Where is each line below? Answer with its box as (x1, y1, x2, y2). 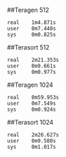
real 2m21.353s (7, 56, 59, 63)
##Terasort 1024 (7, 118, 54, 126)
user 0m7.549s (7, 100, 56, 107)
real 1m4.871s (7, 19, 56, 26)
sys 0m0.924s (7, 106, 56, 113)
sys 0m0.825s (7, 31, 56, 38)
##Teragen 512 (7, 6, 50, 14)
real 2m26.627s (7, 132, 59, 138)
